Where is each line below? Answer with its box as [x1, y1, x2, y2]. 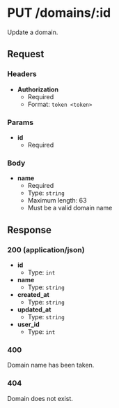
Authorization [17, 85, 59, 94]
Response [7, 224, 52, 235]
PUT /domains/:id [7, 5, 111, 21]
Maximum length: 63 [27, 196, 87, 205]
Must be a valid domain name [27, 204, 113, 212]
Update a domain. [7, 28, 58, 36]
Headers [7, 69, 37, 79]
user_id [17, 320, 40, 328]
